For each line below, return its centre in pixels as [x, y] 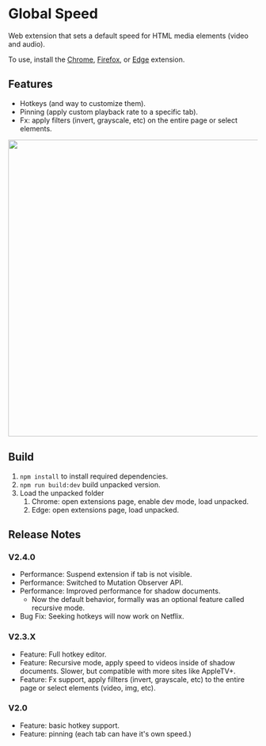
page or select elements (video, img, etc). [87, 687]
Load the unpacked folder [62, 493]
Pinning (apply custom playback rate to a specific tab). [109, 112]
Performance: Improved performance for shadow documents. [120, 591]
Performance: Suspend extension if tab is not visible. [106, 574]
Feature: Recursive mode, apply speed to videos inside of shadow [127, 662]
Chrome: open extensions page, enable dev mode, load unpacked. [140, 501]
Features [30, 84]
